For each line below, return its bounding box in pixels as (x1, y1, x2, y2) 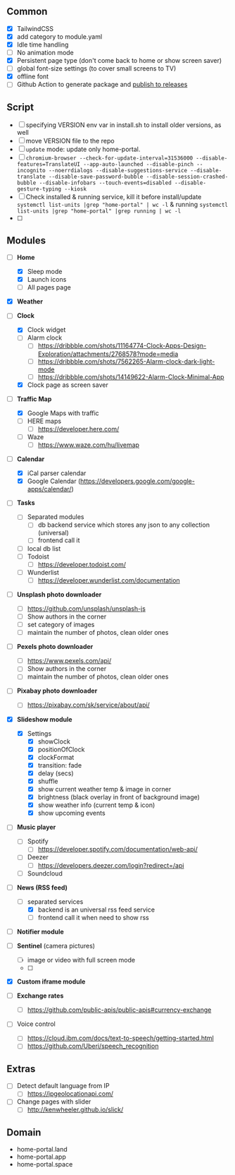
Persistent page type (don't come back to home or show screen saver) (16, 56, 222, 65)
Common (6, 6, 48, 18)
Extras (6, 1063, 36, 1075)
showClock (37, 737, 71, 746)
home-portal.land (16, 1145, 68, 1154)
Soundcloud (27, 869, 63, 878)
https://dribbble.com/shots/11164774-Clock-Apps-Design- (37, 342, 207, 350)
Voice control (16, 1020, 56, 1028)
